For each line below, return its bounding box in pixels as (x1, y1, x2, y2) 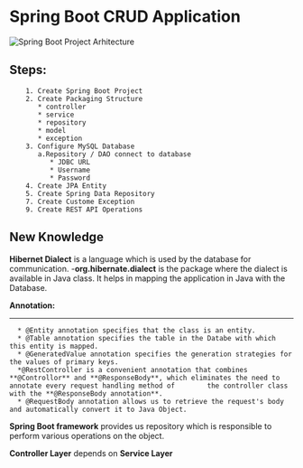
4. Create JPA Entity (25, 181, 106, 191)
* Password (49, 173, 91, 183)
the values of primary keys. (9, 357, 119, 367)
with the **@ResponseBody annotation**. (9, 388, 164, 398)
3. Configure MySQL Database (25, 142, 135, 151)
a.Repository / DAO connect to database (37, 149, 192, 159)
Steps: (9, 62, 47, 78)
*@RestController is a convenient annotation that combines (17, 365, 248, 374)
